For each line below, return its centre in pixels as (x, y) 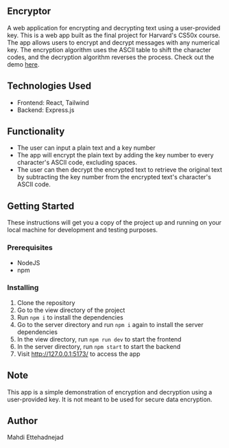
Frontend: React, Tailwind (53, 102)
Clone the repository (46, 302)
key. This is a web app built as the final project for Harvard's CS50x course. (114, 35)
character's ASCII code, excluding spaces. (77, 163)
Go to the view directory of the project (71, 310)
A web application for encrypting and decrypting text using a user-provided (114, 27)
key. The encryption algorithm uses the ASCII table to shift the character (109, 49)
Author (22, 421)
